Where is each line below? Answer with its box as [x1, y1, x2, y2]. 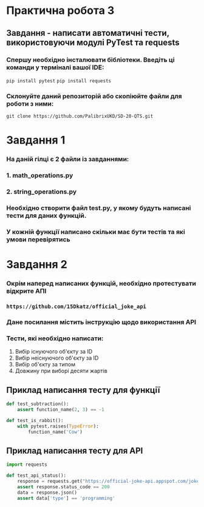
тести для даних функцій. [6, 212, 87, 220]
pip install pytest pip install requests [6, 78, 111, 84]
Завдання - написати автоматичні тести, [6, 28, 170, 38]
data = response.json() [17, 489, 78, 495]
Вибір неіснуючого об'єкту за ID [15, 354, 99, 361]
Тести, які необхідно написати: [6, 334, 104, 343]
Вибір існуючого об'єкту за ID [15, 348, 93, 355]
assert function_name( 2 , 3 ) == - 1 [17, 406, 104, 412]
